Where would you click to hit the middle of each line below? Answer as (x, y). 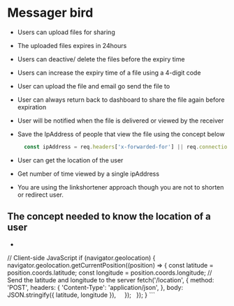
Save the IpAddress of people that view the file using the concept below (121, 134)
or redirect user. (41, 194)
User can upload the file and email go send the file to (94, 86)
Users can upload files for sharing (66, 32)
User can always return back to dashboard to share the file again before (121, 100)
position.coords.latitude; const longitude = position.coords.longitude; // (110, 273)
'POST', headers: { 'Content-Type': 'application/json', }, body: (95, 287)
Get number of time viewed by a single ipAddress (88, 174)
